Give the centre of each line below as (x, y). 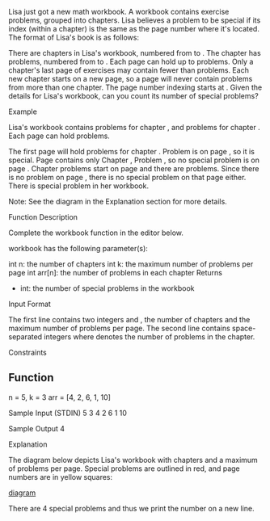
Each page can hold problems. (59, 136)
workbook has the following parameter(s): (78, 248)
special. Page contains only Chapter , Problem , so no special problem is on (134, 160)
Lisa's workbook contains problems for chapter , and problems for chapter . (134, 127)
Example (23, 111)
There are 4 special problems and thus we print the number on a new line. (131, 508)
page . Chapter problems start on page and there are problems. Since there (134, 168)
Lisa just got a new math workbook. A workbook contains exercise (119, 12)
